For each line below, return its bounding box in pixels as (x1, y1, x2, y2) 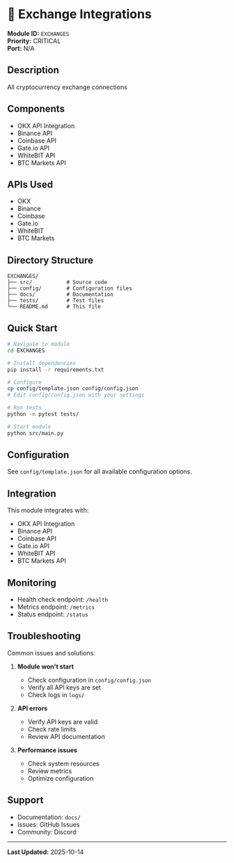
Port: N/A (7, 44, 35, 52)
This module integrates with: (7, 506, 89, 515)
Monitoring (7, 577, 57, 589)
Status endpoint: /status (17, 610, 88, 619)
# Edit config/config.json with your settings (7, 391, 145, 399)
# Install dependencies (7, 359, 77, 366)
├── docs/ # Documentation (7, 291, 114, 298)
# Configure (7, 379, 42, 386)
